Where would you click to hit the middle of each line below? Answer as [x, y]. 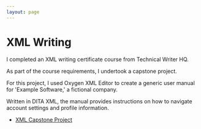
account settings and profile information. [58, 108]
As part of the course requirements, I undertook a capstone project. [92, 71]
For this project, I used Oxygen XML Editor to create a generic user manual [100, 83]
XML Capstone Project [44, 119]
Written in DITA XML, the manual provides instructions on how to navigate [99, 101]
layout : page [23, 12]
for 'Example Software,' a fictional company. [62, 89]
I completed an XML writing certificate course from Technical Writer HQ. [97, 59]
